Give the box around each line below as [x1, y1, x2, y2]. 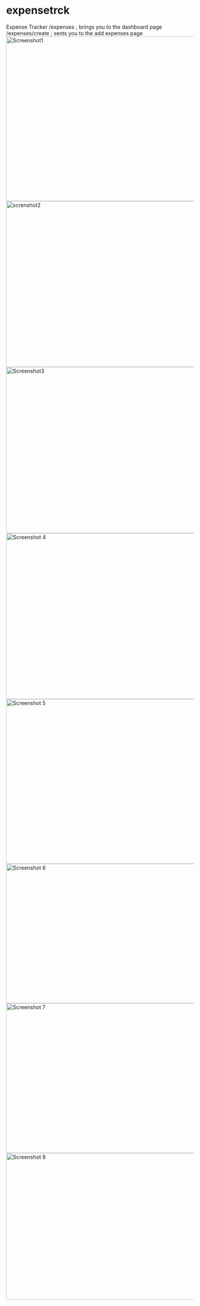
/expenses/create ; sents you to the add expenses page [6, 29, 143, 36]
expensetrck [6, 4, 70, 17]
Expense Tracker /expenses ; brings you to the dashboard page [6, 23, 162, 30]
